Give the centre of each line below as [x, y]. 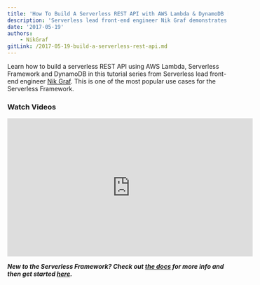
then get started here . [40, 274]
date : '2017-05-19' [36, 27]
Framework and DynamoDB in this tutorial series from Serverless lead [108, 74]
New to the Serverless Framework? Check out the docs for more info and [116, 267]
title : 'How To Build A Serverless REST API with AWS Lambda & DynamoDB [116, 14]
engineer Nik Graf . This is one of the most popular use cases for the [118, 81]
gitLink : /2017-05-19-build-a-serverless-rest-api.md [88, 46]
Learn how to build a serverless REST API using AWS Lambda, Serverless [113, 66]
